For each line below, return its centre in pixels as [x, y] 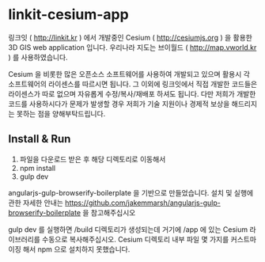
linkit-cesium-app [68, 15]
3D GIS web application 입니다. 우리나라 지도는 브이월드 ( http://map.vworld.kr [132, 47]
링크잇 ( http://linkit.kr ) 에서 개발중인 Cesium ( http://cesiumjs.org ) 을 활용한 [131, 37]
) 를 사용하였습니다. [38, 57]
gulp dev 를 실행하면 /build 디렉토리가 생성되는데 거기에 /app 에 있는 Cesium [128, 229]
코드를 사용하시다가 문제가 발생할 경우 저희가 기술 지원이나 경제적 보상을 [119, 104]
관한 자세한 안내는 [36, 203]
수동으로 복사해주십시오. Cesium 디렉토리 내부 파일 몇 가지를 [136, 239]
